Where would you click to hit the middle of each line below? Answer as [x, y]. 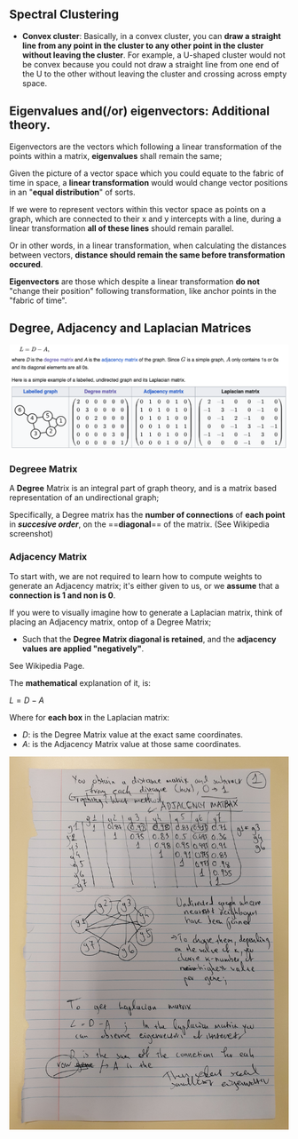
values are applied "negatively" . [83, 649]
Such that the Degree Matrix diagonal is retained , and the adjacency [149, 639]
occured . [26, 264]
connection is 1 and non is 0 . [63, 595]
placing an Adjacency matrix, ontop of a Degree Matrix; [110, 622]
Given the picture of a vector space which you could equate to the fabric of [146, 173]
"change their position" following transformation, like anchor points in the [143, 291]
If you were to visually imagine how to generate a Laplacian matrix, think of [146, 612]
